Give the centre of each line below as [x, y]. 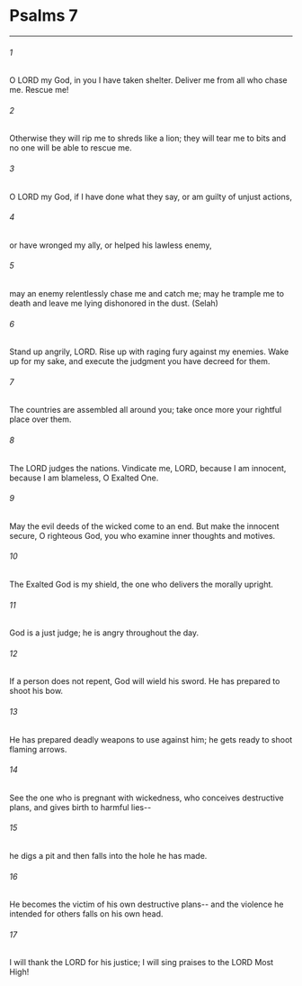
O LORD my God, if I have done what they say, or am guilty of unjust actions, [151, 196]
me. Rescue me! [39, 90]
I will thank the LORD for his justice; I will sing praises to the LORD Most [142, 963]
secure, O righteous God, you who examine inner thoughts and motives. [142, 535]
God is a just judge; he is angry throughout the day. [104, 633]
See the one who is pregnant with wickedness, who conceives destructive [147, 798]
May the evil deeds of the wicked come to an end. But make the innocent [145, 526]
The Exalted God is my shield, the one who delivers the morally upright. [142, 584]
